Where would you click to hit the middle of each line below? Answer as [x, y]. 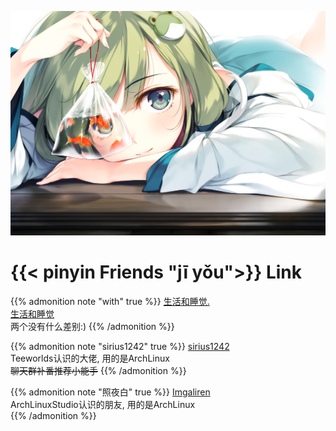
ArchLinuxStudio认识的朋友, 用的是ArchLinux [103, 404]
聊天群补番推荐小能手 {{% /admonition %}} [98, 370]
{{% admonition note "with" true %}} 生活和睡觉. [110, 301]
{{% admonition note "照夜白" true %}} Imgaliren [110, 392]
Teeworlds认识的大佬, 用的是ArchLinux [90, 358]
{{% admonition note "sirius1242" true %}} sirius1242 [120, 346]
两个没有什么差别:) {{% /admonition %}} [92, 326]
